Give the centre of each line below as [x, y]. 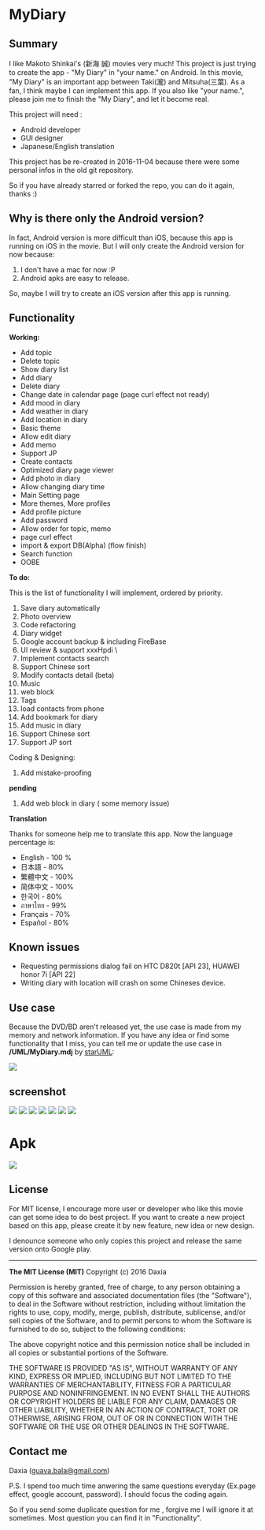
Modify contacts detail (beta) [67, 675]
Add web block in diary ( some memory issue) [95, 803]
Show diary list [44, 369]
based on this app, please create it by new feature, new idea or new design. [132, 1225]
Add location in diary [54, 419]
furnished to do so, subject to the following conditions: [97, 1329]
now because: [32, 254]
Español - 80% [44, 922]
